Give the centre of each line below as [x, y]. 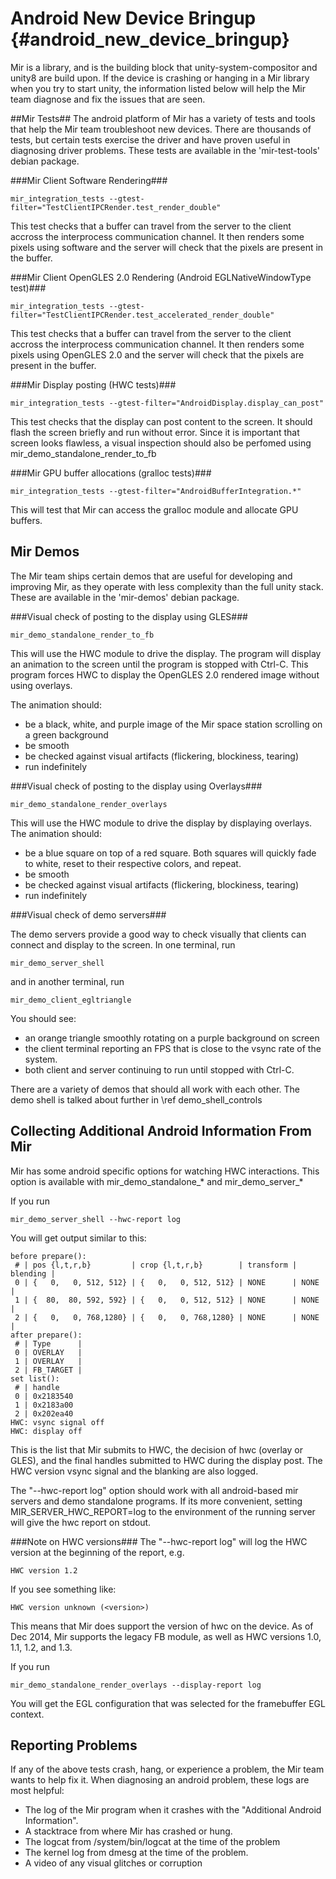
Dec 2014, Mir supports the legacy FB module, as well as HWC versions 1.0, [166, 1636]
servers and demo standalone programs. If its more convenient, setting [156, 1501]
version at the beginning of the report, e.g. [97, 1552]
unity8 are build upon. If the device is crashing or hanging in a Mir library [160, 78]
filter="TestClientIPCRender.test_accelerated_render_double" [142, 315]
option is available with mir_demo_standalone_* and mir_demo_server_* [157, 1181]
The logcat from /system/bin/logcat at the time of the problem [152, 1842]
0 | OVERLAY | [48, 1352]
